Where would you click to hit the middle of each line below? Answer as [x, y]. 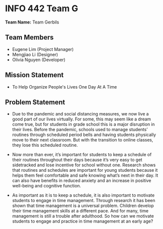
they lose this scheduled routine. [45, 145]
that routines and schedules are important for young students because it [85, 170]
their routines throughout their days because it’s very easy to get [77, 160]
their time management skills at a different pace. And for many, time [80, 211]
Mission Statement [34, 75]
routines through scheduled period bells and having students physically [84, 135]
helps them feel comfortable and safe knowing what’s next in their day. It [85, 175]
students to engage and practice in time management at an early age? [82, 221]
